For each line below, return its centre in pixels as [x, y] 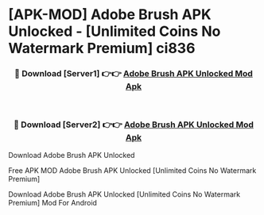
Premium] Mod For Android [53, 202]
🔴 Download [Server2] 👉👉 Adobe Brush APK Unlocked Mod [134, 125]
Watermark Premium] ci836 [102, 48]
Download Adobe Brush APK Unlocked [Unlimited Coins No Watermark [124, 194]
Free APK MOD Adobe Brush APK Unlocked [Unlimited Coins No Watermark [132, 170]
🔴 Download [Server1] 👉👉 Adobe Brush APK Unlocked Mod [134, 74]
